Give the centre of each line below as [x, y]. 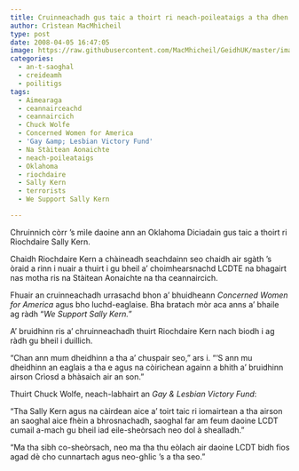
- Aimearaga [40, 100]
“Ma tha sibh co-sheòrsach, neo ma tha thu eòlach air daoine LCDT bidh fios [150, 447]
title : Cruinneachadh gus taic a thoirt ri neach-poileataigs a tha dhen [149, 17]
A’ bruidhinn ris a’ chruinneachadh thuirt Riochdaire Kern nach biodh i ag [142, 331]
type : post [30, 34]
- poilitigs [40, 84]
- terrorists [42, 191]
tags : [20, 92]
